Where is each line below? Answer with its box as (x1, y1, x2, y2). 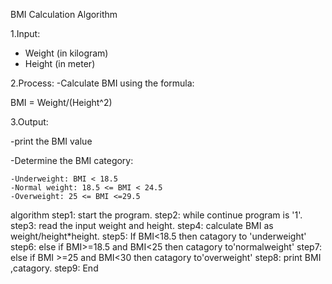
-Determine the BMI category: (10, 155, 134, 166)
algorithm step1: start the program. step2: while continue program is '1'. (10, 209, 303, 221)
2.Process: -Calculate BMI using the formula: (10, 77, 195, 89)
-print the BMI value (10, 135, 93, 147)
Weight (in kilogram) (24, 47, 109, 59)
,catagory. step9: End (10, 262, 99, 274)
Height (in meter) (24, 58, 96, 69)
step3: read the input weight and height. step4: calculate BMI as (10, 220, 274, 231)
